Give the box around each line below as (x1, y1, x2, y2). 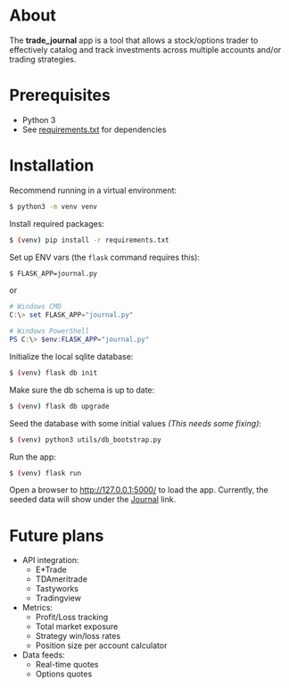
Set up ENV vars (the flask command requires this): (9, 252, 201, 262)
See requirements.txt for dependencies (21, 124, 167, 135)
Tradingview (35, 593, 82, 603)
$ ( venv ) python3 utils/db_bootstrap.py (9, 435, 162, 444)
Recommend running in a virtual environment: (9, 185, 177, 195)
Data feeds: (21, 650, 65, 660)
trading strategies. (9, 54, 77, 64)
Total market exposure (35, 621, 119, 632)
